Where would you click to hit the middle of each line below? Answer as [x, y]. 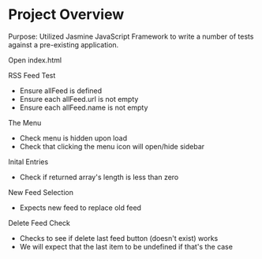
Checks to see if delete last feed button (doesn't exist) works [119, 238]
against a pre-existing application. [64, 44]
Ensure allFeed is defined [61, 90]
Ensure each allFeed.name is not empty [84, 107]
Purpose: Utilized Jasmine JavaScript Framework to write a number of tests [131, 36]
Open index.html [35, 60]
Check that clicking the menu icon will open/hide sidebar [112, 146]
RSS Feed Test [32, 75]
